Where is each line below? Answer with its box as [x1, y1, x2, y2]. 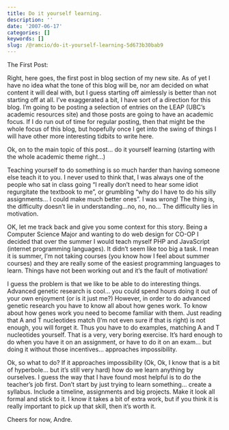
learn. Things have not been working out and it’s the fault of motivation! [7, 266, 208, 275]
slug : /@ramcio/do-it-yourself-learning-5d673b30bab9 [7, 42, 164, 49]
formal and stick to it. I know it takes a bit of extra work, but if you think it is [7, 395, 219, 403]
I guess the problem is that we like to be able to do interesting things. [7, 280, 202, 288]
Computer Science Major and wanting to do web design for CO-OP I [7, 230, 199, 238]
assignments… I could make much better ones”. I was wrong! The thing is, [7, 195, 215, 203]
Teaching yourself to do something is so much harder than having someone [7, 166, 220, 174]
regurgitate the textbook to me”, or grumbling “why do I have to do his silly [7, 188, 217, 196]
